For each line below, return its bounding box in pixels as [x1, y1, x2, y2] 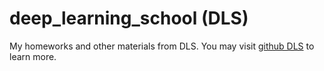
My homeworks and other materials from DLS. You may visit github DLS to [9, 40, 315, 52]
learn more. [9, 50, 57, 62]
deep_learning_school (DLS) [9, 7, 249, 30]
